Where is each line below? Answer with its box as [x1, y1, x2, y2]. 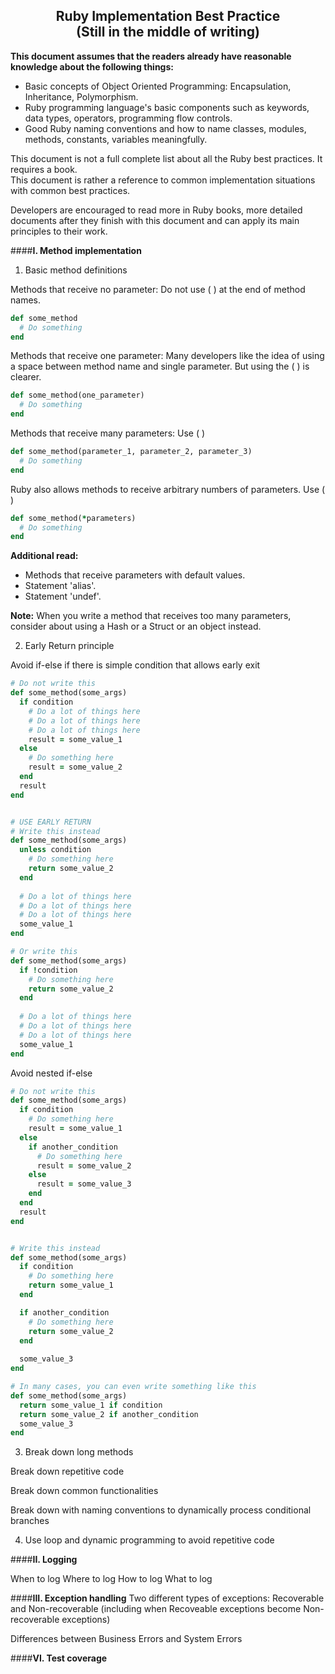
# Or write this [10, 947, 78, 957]
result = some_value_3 [36, 1179, 132, 1189]
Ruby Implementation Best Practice [55, 8, 281, 25]
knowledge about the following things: [10, 60, 174, 73]
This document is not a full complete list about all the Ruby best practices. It [10, 152, 323, 164]
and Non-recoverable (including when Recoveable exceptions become [10, 1603, 302, 1615]
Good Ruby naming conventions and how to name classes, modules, [24, 122, 307, 134]
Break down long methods [24, 1446, 134, 1458]
